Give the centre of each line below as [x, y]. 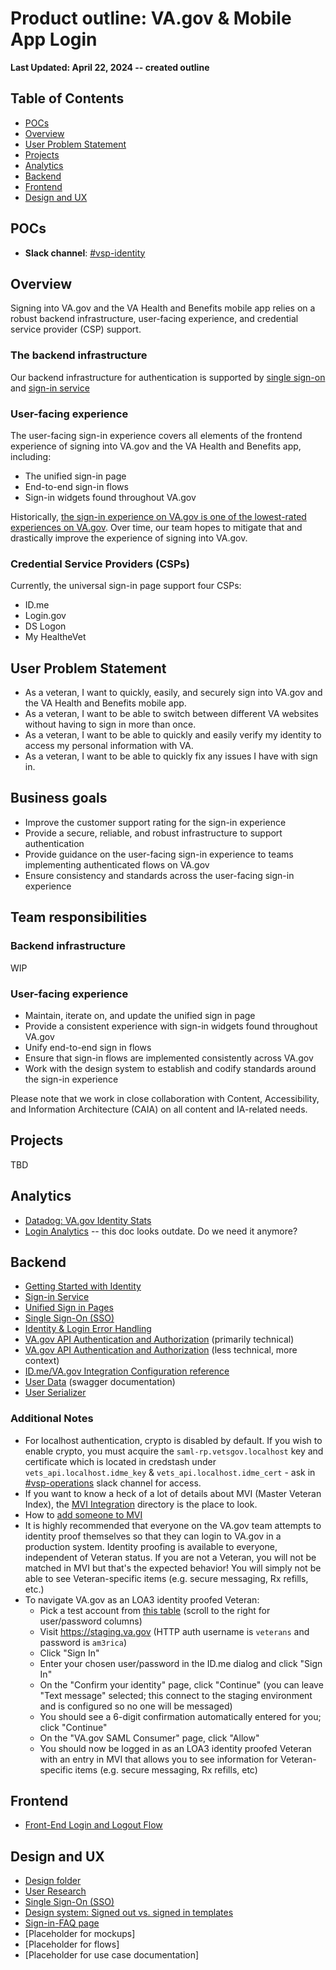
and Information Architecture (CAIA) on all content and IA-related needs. [159, 1109]
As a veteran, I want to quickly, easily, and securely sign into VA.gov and [173, 693]
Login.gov [45, 616]
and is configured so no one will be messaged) [136, 1706]
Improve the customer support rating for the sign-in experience [155, 822]
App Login [54, 39]
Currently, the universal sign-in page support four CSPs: [126, 586]
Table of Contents [67, 98]
